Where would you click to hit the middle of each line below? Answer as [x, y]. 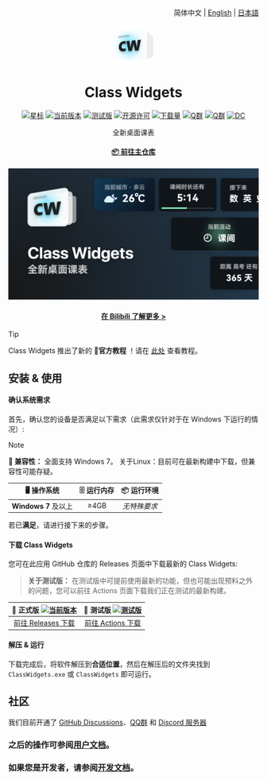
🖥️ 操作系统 [42, 491]
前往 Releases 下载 [44, 623]
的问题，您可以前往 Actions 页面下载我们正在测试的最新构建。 [129, 591]
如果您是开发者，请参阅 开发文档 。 [74, 768]
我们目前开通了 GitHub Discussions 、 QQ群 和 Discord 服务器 [108, 722]
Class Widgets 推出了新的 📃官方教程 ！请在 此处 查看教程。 [105, 351]
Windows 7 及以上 [42, 506]
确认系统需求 [29, 400]
